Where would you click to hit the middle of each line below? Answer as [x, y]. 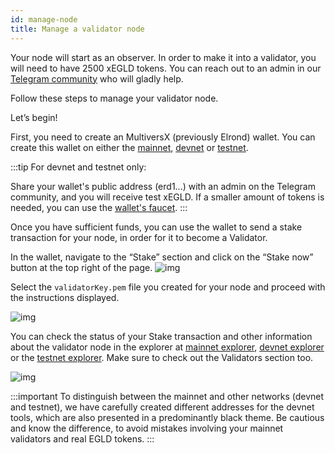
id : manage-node [44, 19]
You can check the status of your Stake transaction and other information [161, 336]
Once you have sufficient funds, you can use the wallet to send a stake [156, 227]
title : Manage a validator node [77, 29]
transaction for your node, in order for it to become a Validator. [139, 237]
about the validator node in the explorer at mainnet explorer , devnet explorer [167, 347]
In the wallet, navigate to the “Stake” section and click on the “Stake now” [162, 257]
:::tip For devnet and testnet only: [78, 167]
